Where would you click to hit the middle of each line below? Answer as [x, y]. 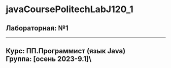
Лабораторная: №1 [37, 28]
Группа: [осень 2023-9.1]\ [49, 59]
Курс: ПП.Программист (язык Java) [66, 51]
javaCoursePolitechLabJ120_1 [70, 9]
